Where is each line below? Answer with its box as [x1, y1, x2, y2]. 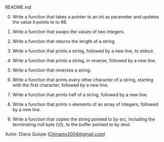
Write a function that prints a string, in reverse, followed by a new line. [12, 58, 157, 64]
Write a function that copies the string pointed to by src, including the [12, 116, 156, 122]
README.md [5, 4, 31, 10]
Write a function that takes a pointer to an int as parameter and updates [12, 14, 160, 19]
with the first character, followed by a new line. [12, 82, 109, 88]
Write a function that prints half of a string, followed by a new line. [12, 92, 148, 97]
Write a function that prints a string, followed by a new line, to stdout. [12, 48, 155, 54]
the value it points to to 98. [12, 19, 68, 25]
